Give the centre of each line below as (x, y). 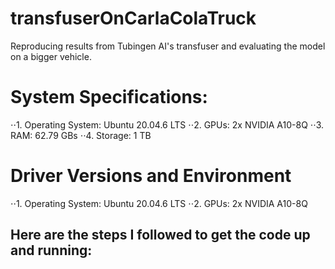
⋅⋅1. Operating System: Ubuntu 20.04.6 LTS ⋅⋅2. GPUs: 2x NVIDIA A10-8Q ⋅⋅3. (167, 124)
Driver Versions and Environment (151, 176)
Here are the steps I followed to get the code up (160, 235)
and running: (51, 250)
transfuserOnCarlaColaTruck (133, 18)
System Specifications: (109, 97)
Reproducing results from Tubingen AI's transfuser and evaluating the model (168, 46)
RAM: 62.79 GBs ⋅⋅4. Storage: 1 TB (81, 135)
